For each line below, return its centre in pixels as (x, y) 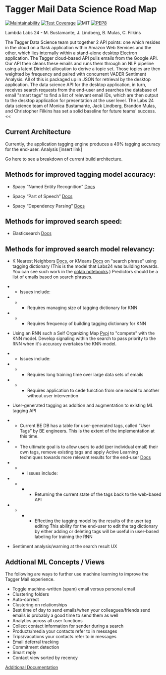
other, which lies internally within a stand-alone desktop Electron (71, 53)
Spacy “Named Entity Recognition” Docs (54, 186)
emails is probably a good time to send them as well (65, 615)
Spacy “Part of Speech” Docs (42, 196)
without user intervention (53, 396)
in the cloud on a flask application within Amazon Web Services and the (78, 47)
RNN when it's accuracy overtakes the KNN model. (64, 344)
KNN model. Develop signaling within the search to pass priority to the (84, 338)
